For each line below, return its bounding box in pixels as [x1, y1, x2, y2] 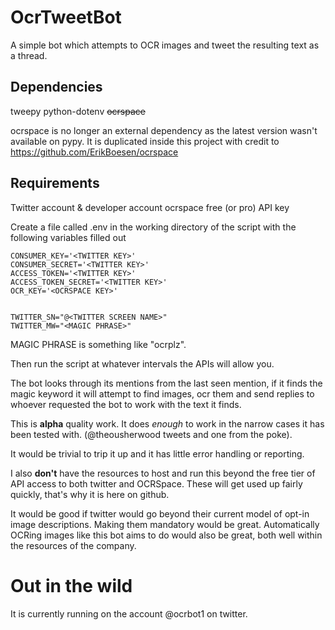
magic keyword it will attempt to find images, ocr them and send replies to [10, 387, 315, 400]
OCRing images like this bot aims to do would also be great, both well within [10, 529, 323, 541]
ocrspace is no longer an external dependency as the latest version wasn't [10, 124, 318, 136]
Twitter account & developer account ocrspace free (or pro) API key [10, 201, 290, 213]
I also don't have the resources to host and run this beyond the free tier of [10, 467, 316, 479]
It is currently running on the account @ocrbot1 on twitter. [10, 607, 248, 620]
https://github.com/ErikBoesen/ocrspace [10, 146, 179, 158]
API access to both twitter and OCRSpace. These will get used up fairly [10, 477, 303, 490]
